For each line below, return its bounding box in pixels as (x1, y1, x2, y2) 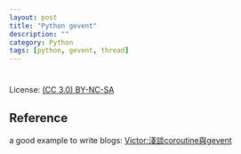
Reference (9, 110, 68, 126)
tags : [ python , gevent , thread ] (9, 46, 129, 55)
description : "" (9, 29, 69, 38)
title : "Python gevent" (9, 21, 98, 30)
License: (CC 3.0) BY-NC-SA (9, 85, 115, 95)
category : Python (9, 37, 74, 47)
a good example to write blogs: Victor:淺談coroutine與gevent (9, 135, 233, 146)
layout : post (9, 12, 58, 22)
